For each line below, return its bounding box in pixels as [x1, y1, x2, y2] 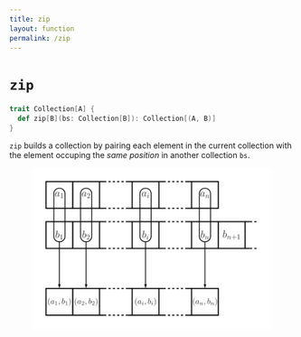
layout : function [9, 23, 75, 33]
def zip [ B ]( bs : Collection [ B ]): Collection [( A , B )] [17, 114, 217, 124]
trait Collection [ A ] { [9, 105, 95, 114]
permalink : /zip [9, 33, 71, 42]
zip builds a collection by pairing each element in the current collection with [9, 140, 292, 151]
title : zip [9, 14, 51, 23]
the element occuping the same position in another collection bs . [9, 149, 250, 160]
